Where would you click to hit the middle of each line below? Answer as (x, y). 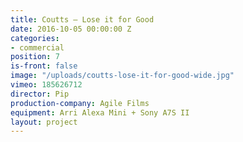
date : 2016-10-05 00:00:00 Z (71, 29)
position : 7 (35, 57)
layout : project (44, 122)
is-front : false (44, 66)
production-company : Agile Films (80, 103)
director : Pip (40, 94)
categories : (35, 38)
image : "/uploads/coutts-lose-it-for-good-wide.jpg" (122, 76)
